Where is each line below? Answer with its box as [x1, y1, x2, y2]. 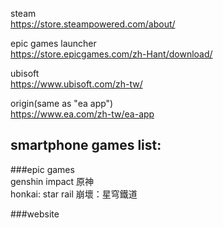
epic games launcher [10, 38, 97, 49]
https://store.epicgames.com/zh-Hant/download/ [10, 48, 213, 60]
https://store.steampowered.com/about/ [10, 18, 176, 30]
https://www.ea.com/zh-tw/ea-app [10, 108, 155, 120]
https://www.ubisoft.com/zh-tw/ [10, 78, 143, 90]
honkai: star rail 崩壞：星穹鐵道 [10, 188, 138, 200]
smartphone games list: [10, 137, 162, 154]
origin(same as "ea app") [10, 98, 114, 109]
